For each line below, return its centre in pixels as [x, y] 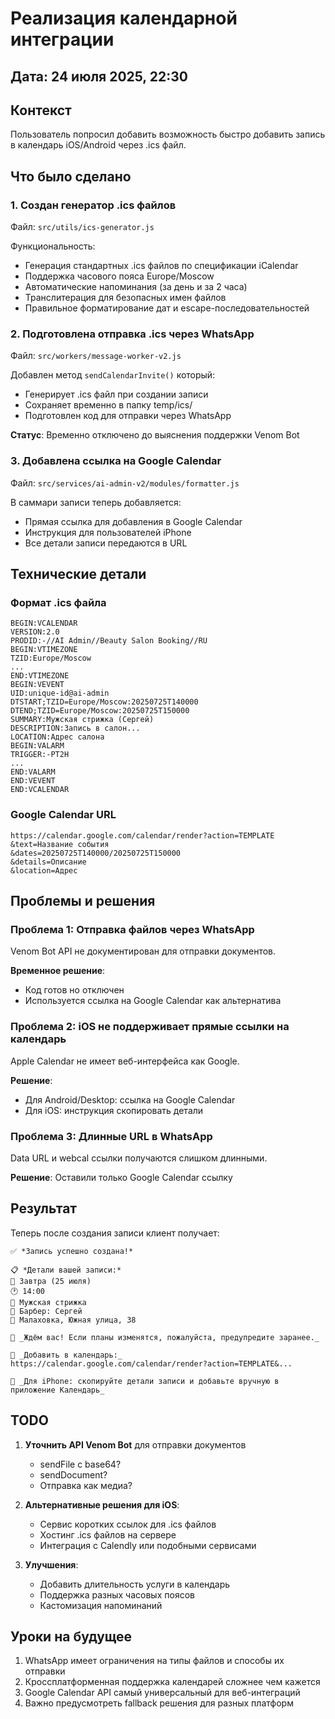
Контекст [41, 110]
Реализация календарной [124, 18]
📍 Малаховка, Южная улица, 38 [73, 1320]
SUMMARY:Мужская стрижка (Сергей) [82, 720]
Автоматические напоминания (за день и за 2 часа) [136, 287]
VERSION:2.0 [35, 632]
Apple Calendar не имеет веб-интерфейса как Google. [125, 1061]
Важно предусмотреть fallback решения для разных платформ [159, 1703]
